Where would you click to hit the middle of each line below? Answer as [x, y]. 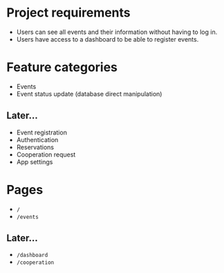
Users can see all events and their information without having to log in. [117, 32]
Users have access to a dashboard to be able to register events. [108, 39]
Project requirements [68, 13]
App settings [35, 161]
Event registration [41, 132]
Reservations [35, 147]
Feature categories [62, 68]
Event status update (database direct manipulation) [89, 94]
